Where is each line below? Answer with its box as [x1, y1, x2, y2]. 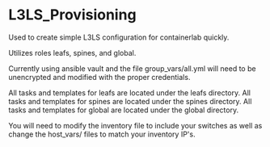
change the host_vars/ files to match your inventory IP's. [8, 129, 196, 139]
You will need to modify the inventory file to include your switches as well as [8, 120, 263, 130]
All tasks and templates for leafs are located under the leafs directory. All [8, 87, 251, 98]
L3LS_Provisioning [8, 6, 137, 24]
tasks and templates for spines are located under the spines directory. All [8, 96, 252, 106]
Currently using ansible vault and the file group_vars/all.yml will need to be [8, 63, 256, 73]
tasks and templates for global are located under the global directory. [8, 105, 239, 115]
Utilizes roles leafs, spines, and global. [8, 48, 137, 57]
